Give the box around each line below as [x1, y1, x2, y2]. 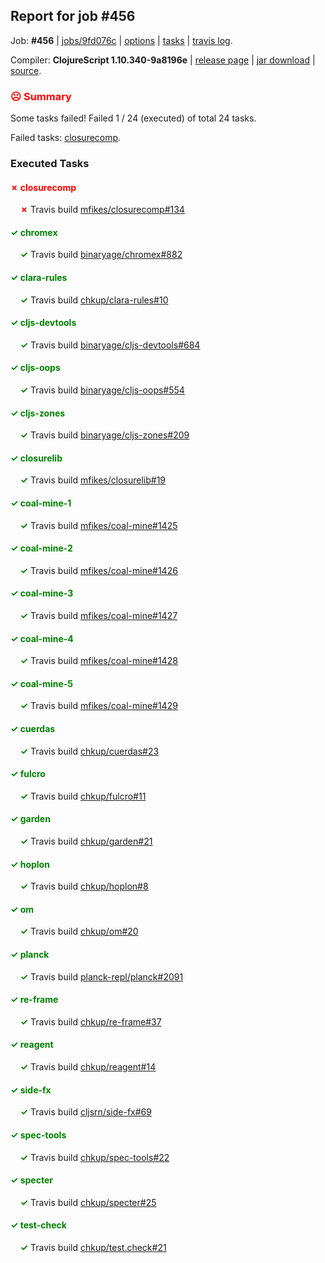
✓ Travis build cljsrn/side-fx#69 [19, 1106, 152, 1118]
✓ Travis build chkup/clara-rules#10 [19, 294, 169, 306]
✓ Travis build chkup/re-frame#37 [19, 1015, 162, 1028]
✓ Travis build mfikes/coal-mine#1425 [19, 519, 178, 531]
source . [10, 64, 42, 76]
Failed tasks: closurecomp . [10, 132, 122, 144]
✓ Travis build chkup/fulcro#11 [19, 790, 147, 802]
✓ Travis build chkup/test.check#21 [19, 1241, 167, 1253]
